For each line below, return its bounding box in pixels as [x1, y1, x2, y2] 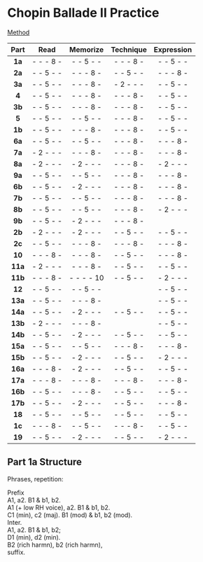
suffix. [7, 548, 26, 556]
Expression [153, 44, 192, 54]
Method [7, 28, 30, 36]
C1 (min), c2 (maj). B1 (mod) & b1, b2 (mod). [7, 510, 133, 519]
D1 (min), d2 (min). [7, 533, 61, 541]
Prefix [7, 488, 24, 497]
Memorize [69, 44, 104, 54]
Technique [111, 44, 147, 54]
